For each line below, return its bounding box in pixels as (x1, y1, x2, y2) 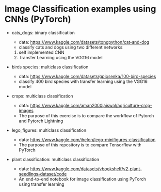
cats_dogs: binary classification (11, 30, 75, 35)
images (18, 108, 34, 113)
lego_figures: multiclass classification (11, 127, 87, 133)
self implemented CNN (18, 49, 64, 55)
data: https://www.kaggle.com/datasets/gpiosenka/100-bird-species (18, 73, 156, 79)
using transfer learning (18, 181, 64, 187)
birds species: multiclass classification (11, 64, 89, 70)
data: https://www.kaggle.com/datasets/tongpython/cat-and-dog (18, 39, 149, 45)
